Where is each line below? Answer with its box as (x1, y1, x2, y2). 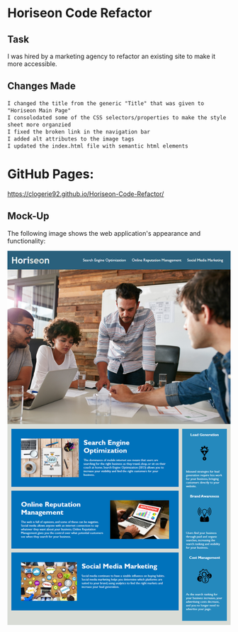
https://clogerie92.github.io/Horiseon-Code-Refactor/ (7, 190, 164, 198)
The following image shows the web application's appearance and (7, 229, 201, 237)
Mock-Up (7, 210, 50, 222)
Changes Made (7, 80, 76, 92)
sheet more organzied (7, 121, 72, 129)
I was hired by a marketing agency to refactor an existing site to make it (7, 52, 216, 60)
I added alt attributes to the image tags (7, 135, 135, 143)
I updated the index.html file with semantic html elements (7, 142, 189, 150)
